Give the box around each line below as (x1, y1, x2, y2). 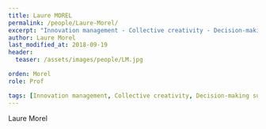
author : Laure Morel (8, 33, 77, 42)
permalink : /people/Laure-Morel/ (8, 19, 119, 27)
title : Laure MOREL (8, 11, 73, 20)
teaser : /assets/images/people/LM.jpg (15, 56, 144, 64)
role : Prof (8, 77, 44, 85)
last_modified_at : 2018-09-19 (8, 41, 108, 49)
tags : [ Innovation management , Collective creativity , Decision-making (8, 92, 249, 100)
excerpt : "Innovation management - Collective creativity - (8, 26, 211, 34)
